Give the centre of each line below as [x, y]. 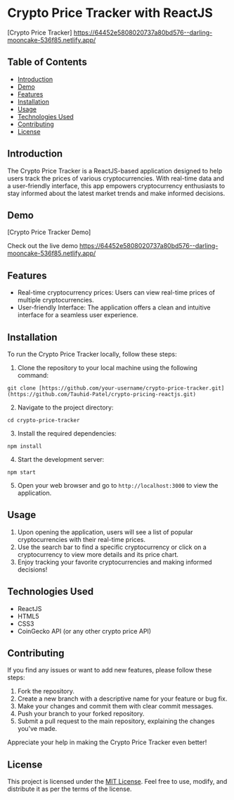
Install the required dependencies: [67, 433]
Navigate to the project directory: [65, 407]
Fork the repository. [46, 691]
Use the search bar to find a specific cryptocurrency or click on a [112, 547]
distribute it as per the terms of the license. [70, 789]
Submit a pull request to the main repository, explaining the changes [116, 721]
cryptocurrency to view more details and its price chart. [98, 554]
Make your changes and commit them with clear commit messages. [115, 706]
